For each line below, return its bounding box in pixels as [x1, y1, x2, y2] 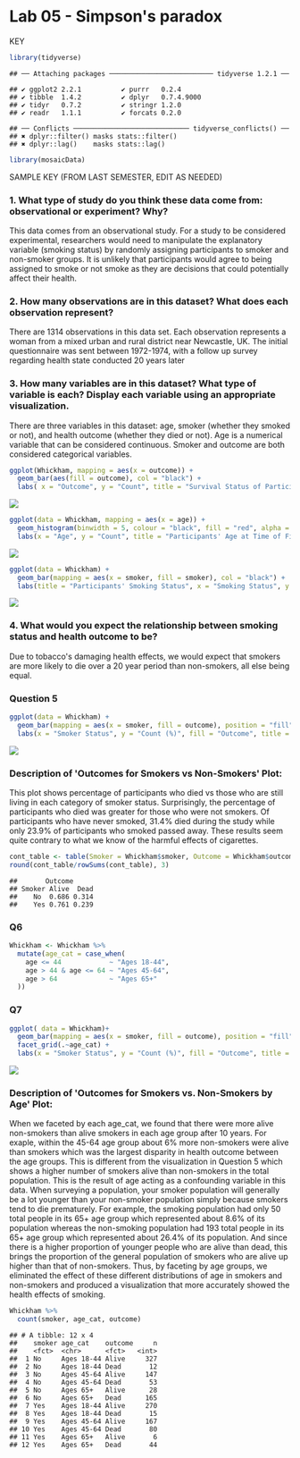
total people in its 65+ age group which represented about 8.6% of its [9, 1213, 266, 1224]
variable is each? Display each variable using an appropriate [9, 389, 276, 401]
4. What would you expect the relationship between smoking [9, 619, 279, 632]
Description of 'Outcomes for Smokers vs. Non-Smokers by [9, 1086, 273, 1099]
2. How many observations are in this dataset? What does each [9, 295, 288, 308]
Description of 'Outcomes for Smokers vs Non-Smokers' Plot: [9, 767, 283, 780]
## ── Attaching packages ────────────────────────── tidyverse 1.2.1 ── [9, 69, 290, 78]
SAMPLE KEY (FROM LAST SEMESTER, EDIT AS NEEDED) [9, 172, 223, 182]
